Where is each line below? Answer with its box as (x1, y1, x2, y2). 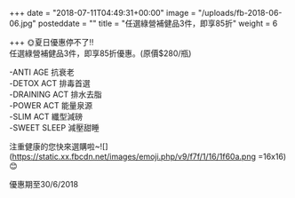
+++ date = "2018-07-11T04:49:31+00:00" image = (9, 8, 197, 18)
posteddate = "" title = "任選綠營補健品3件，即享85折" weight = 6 (38, 18, 278, 28)
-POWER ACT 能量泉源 (9, 100, 93, 110)
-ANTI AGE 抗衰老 (9, 67, 75, 77)
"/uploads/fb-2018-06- (197, 8, 283, 18)
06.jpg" (9, 18, 37, 28)
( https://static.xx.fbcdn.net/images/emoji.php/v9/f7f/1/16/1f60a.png (9, 151, 256, 162)
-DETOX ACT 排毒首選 (9, 78, 91, 88)
